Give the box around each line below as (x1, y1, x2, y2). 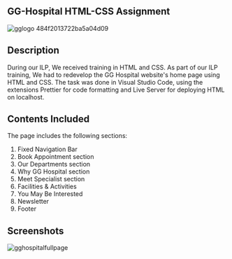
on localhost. (7, 92, 45, 101)
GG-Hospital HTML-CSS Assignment (7, 6, 171, 17)
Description (7, 45, 59, 57)
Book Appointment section (17, 153, 94, 161)
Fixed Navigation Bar (17, 145, 78, 153)
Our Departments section (17, 160, 91, 169)
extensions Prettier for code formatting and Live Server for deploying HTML (7, 85, 225, 94)
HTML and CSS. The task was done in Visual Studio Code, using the (7, 78, 203, 86)
